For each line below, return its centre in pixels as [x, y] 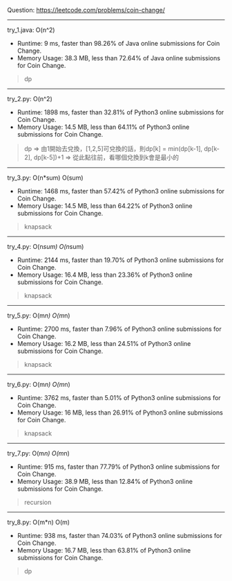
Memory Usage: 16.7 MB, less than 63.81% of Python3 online [104, 550]
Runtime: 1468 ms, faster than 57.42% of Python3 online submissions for [121, 191]
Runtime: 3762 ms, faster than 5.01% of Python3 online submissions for [119, 398]
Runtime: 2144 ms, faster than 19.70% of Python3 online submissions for [120, 260]
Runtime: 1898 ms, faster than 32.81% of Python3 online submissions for [120, 112]
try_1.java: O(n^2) [31, 30]
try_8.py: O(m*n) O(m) [39, 522]
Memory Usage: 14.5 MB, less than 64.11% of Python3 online [103, 127]
